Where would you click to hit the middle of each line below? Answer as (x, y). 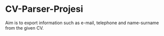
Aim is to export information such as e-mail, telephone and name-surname (82, 23)
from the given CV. (25, 28)
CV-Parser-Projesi (44, 9)
